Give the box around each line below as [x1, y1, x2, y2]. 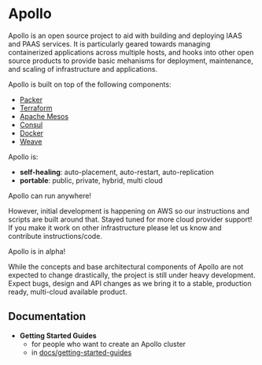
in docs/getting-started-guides [31, 348, 132, 357]
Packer [19, 95, 43, 104]
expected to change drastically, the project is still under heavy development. [8, 270, 256, 280]
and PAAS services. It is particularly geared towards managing [8, 39, 211, 48]
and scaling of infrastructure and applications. [8, 64, 158, 73]
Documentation [8, 310, 87, 323]
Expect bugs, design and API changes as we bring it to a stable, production [8, 278, 252, 288]
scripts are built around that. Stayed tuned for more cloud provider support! [8, 214, 253, 224]
